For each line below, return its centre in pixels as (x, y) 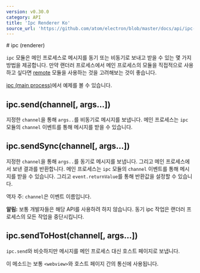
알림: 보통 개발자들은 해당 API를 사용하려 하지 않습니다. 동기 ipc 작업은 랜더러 (96, 209)
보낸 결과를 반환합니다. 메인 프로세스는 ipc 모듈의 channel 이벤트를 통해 (95, 168)
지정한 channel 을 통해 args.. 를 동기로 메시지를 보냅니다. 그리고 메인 (85, 161)
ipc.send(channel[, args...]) (59, 104)
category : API (24, 17)
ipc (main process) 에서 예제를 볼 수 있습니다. (59, 85)
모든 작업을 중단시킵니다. (55, 216)
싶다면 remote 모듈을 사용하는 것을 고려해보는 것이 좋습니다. (87, 73)
